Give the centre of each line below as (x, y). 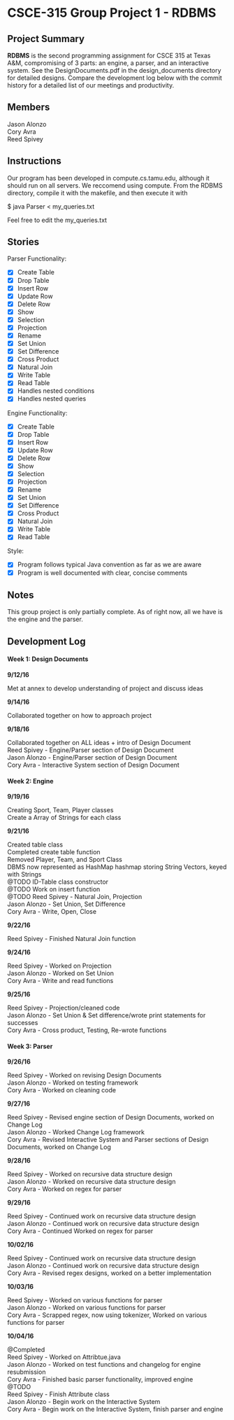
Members (29, 107)
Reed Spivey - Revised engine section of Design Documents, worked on (111, 1118)
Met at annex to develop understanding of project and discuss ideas (105, 688)
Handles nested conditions (56, 391)
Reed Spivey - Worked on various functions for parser (85, 1300)
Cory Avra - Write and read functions (60, 981)
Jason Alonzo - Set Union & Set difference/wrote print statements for (107, 1015)
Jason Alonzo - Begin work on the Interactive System (84, 1402)
